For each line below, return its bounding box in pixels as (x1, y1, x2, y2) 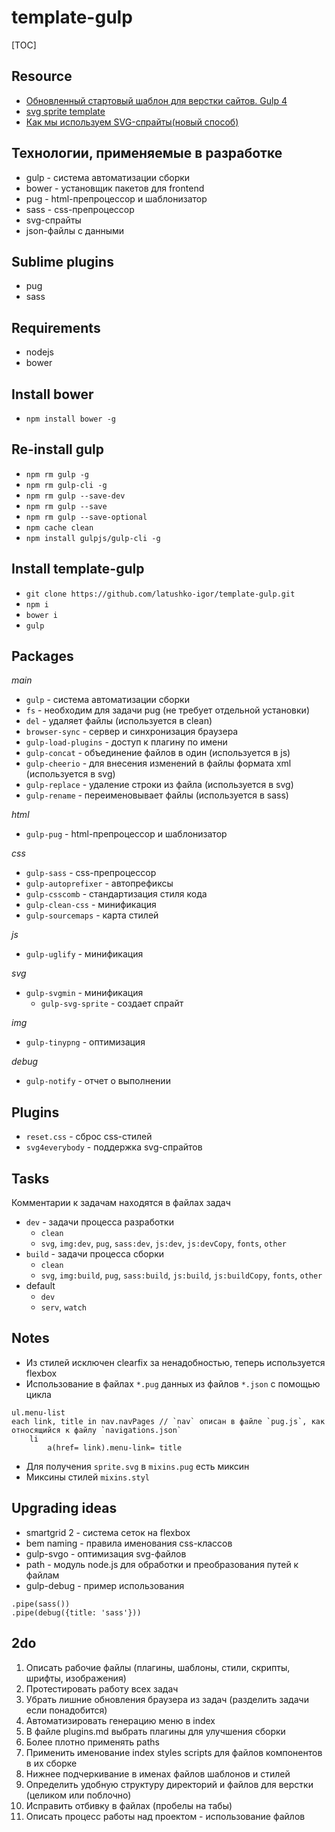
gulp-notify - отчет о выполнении (25, 1075, 171, 1087)
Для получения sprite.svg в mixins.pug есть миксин (25, 1460, 250, 1472)
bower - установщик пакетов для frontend (25, 182, 205, 194)
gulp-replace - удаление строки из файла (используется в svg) (25, 779, 294, 791)
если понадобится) (25, 1704, 108, 1716)
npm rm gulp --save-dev (25, 491, 126, 501)
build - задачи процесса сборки (25, 1248, 165, 1260)
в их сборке (25, 1757, 78, 1769)
